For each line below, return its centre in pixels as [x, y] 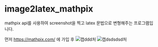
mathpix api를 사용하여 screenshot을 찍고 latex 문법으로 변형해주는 [69, 23]
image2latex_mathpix [49, 9]
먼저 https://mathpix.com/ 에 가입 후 [39, 39]
